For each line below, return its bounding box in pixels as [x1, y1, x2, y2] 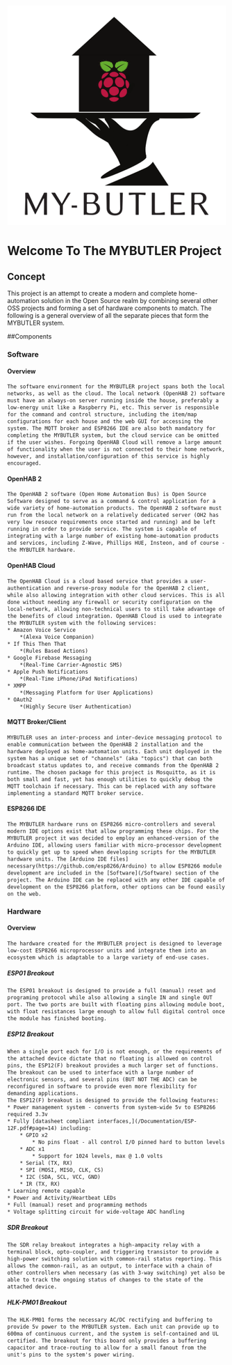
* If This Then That [7, 640, 67, 647]
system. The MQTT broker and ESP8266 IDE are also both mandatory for [7, 425, 216, 432]
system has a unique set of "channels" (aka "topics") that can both [7, 755, 213, 762]
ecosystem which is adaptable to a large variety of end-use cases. [7, 954, 210, 962]
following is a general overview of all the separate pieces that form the [7, 311, 209, 319]
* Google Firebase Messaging [7, 654, 92, 661]
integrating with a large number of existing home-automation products [7, 532, 219, 540]
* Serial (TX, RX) [19, 1159, 73, 1166]
